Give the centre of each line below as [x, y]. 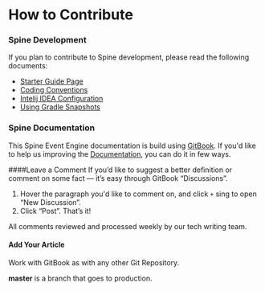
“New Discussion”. [51, 202]
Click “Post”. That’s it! [55, 211]
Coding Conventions [54, 90]
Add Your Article [37, 245]
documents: [28, 66]
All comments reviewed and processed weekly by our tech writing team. [128, 226]
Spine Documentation [51, 128]
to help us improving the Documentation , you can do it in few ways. [120, 154]
